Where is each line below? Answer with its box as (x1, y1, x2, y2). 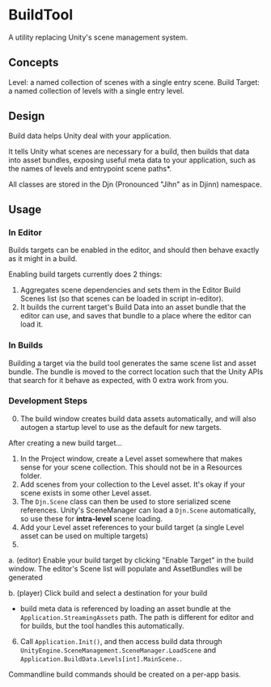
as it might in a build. (8, 254, 78, 263)
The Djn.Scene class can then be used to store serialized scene (19, 496, 231, 506)
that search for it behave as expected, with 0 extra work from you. (8, 375, 229, 385)
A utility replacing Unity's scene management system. (8, 32, 188, 42)
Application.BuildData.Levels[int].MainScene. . (19, 653, 182, 664)
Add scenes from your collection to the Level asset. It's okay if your (19, 479, 245, 489)
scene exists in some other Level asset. (19, 487, 152, 498)
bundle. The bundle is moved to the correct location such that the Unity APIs (8, 366, 264, 377)
